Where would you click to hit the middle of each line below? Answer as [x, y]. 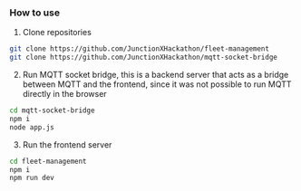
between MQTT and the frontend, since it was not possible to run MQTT [157, 84]
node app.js [32, 127]
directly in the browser [64, 94]
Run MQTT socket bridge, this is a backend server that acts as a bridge [155, 75]
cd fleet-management [49, 161]
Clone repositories [57, 33]
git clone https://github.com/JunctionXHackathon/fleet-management [140, 49]
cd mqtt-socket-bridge [52, 110]
